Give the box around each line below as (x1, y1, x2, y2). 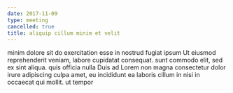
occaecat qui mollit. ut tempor (7, 78, 94, 87)
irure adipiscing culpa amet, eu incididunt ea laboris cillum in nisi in (7, 71, 201, 79)
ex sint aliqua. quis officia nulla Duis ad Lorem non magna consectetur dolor (7, 63, 226, 71)
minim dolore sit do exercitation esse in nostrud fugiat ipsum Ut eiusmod (7, 49, 216, 57)
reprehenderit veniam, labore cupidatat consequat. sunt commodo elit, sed (7, 56, 223, 65)
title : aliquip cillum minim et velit (7, 29, 120, 37)
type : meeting (7, 17, 49, 24)
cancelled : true (7, 23, 55, 30)
